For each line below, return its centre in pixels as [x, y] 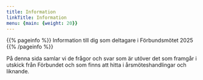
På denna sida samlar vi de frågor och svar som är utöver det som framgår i [102, 59]
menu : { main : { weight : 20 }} [42, 23]
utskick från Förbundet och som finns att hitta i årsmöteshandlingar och [96, 65]
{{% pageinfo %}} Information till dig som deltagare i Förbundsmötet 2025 [100, 41]
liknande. [18, 72]
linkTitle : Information [37, 18]
